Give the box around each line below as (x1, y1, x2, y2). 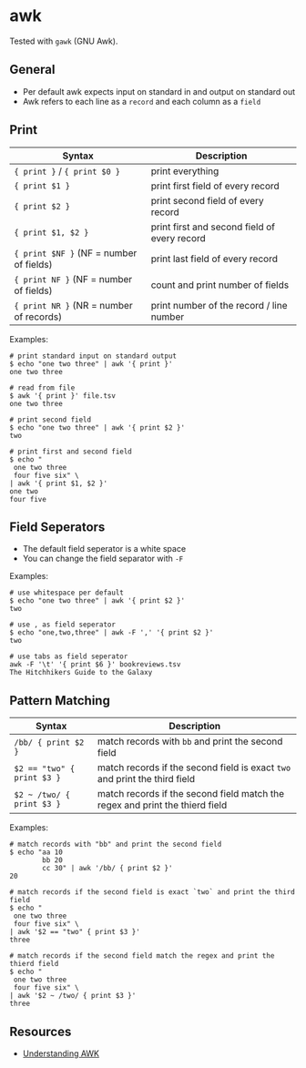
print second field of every (150, 194, 264, 207)
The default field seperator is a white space (22, 544, 187, 554)
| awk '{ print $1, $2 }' (9, 479, 107, 488)
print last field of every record (150, 252, 278, 265)
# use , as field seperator (9, 620, 117, 629)
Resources (9, 1023, 72, 1039)
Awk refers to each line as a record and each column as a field (22, 96, 261, 107)
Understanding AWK (22, 1048, 100, 1059)
